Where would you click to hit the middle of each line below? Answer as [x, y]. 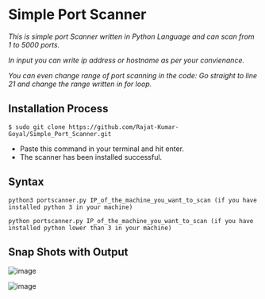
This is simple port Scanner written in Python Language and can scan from [132, 36]
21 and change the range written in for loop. [80, 84]
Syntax [26, 182]
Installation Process [58, 109]
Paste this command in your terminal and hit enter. [102, 149]
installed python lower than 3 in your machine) [90, 228]
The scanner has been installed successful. [91, 157]
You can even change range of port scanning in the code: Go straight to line [133, 75]
